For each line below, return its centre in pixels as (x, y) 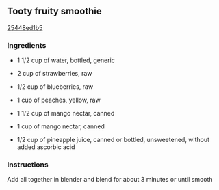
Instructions (28, 165)
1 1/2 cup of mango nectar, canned (66, 113)
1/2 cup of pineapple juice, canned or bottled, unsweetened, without (113, 140)
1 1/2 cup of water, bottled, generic (66, 60)
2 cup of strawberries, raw (54, 74)
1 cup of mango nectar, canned (61, 126)
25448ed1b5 (25, 27)
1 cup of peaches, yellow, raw (59, 100)
